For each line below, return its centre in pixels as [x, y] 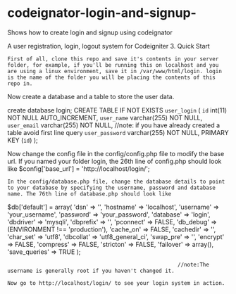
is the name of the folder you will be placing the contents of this [112, 77]
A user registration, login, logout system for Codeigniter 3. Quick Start [108, 46]
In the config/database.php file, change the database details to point [116, 181]
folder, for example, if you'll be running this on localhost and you [113, 65]
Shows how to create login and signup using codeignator [90, 32]
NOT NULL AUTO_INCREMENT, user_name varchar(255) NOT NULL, [105, 117]
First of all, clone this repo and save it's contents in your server [113, 59]
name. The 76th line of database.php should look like [89, 194]
